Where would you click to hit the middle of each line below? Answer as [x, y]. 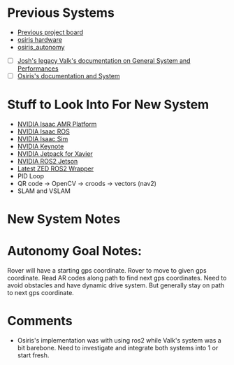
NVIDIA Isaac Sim [43, 139]
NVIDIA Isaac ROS [43, 131]
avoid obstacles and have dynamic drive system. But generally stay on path [116, 285]
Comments [40, 321]
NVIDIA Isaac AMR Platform [57, 124]
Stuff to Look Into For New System [108, 105]
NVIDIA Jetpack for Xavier [55, 154]
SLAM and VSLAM [44, 191]
